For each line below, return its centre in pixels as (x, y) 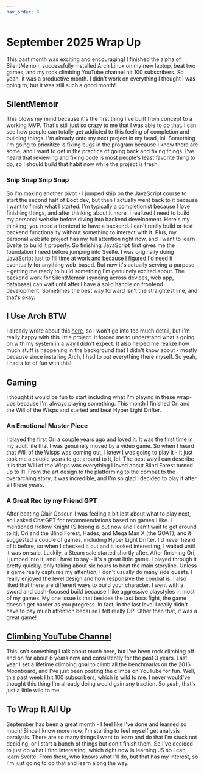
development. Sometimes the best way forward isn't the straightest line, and (102, 290)
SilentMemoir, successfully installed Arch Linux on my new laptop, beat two (101, 65)
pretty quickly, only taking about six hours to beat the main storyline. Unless (102, 566)
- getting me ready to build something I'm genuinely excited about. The (96, 271)
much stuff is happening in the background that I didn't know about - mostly (102, 350)
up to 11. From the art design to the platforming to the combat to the (91, 472)
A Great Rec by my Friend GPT (52, 500)
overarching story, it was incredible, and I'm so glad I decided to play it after (101, 478)
